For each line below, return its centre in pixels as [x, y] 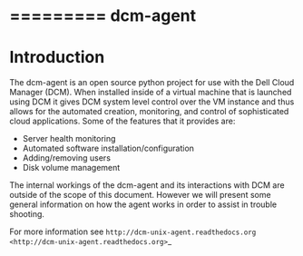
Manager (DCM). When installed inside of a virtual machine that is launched [151, 93]
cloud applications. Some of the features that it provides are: [122, 121]
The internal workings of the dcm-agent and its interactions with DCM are [147, 185]
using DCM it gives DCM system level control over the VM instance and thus [152, 102]
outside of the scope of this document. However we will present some [140, 195]
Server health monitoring [69, 139]
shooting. [27, 214]
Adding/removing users [67, 158]
